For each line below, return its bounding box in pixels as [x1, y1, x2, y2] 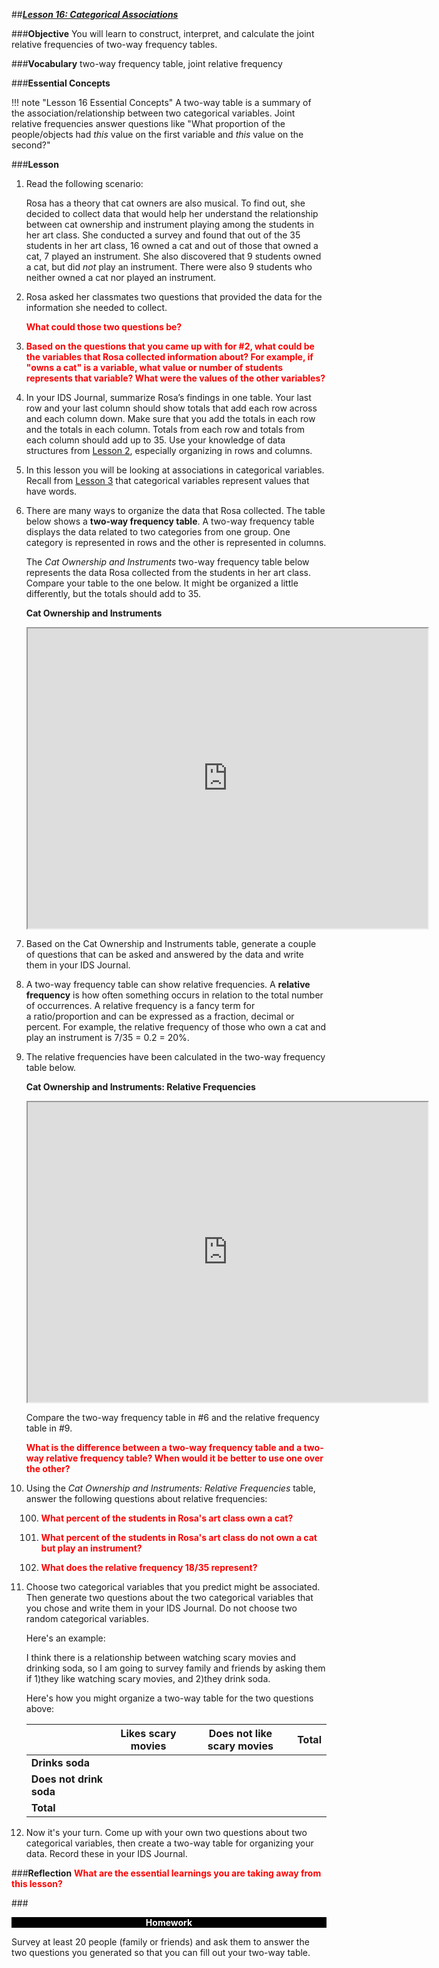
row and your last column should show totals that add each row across [25, 402, 318, 414]
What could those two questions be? [25, 321, 183, 333]
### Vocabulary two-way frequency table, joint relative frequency [11, 58, 283, 69]
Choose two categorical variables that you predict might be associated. [25, 1581, 321, 1593]
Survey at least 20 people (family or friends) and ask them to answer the [11, 1936, 310, 1948]
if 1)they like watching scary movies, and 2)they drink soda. [25, 1673, 271, 1684]
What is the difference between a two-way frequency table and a [25, 1442, 303, 1453]
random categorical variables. [25, 1613, 149, 1624]
